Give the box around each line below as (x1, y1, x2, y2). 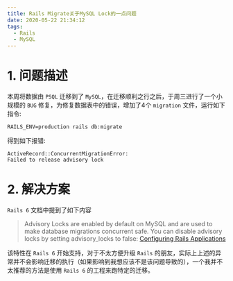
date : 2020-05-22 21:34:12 (7, 17, 85, 24)
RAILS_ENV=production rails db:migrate (7, 124, 123, 130)
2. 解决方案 (7, 182, 71, 198)
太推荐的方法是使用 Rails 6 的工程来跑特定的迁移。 (7, 266, 154, 274)
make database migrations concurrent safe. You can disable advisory (24, 227, 223, 235)
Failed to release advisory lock (7, 157, 104, 164)
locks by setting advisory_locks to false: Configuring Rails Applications (24, 235, 227, 243)
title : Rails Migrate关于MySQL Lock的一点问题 (7, 10, 137, 17)
